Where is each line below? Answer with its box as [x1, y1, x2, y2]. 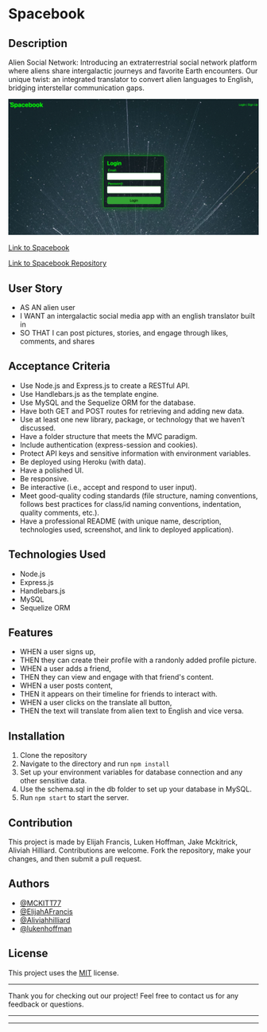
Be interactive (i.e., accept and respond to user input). [19, 482, 197, 492]
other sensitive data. [19, 776, 87, 786]
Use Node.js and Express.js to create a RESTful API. [19, 380, 191, 390]
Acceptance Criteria [8, 359, 110, 373]
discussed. [19, 423, 56, 433]
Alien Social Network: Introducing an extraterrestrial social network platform [8, 57, 257, 67]
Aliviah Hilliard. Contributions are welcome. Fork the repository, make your [8, 846, 252, 855]
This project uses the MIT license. [8, 967, 119, 977]
